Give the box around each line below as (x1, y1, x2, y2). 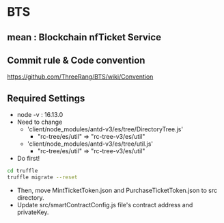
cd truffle (7, 168, 38, 174)
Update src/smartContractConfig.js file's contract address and (16, 200, 193, 209)
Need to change (16, 118, 63, 127)
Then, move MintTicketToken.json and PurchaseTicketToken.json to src (16, 186, 217, 194)
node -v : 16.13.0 (16, 111, 64, 119)
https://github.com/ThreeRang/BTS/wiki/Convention (7, 73, 154, 81)
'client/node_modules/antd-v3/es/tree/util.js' (27, 140, 154, 148)
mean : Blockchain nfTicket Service (7, 31, 162, 43)
